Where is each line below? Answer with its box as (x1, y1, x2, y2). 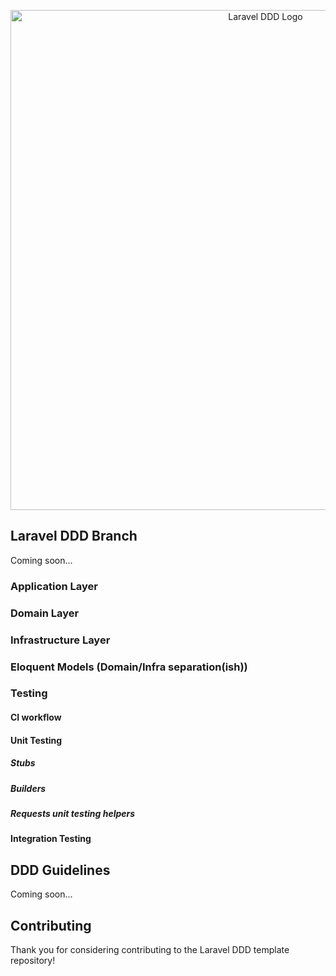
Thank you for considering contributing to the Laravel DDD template (10, 943, 290, 955)
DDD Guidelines (10, 861, 111, 879)
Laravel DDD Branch (10, 528, 138, 545)
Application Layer (10, 579, 98, 593)
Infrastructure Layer (10, 633, 111, 647)
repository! (10, 954, 56, 966)
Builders (10, 782, 47, 794)
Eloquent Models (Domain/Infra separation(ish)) (10, 660, 248, 674)
